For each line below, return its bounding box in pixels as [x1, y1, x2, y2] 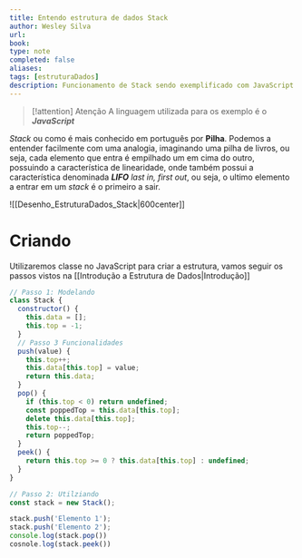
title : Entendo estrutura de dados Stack [9, 13, 169, 23]
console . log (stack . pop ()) [9, 532, 107, 541]
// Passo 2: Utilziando [9, 489, 100, 499]
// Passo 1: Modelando [9, 288, 95, 297]
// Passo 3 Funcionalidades [17, 338, 124, 348]
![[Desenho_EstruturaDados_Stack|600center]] [9, 199, 186, 210]
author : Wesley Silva [9, 22, 92, 31]
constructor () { [17, 305, 79, 314]
